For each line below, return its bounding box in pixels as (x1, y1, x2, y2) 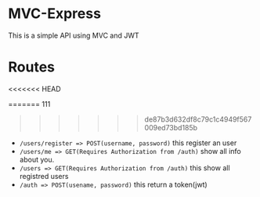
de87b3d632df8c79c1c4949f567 (144, 115, 252, 124)
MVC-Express (8, 5, 102, 23)
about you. (19, 155, 55, 164)
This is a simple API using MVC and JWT (8, 31, 139, 40)
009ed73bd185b (144, 122, 198, 132)
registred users (19, 171, 69, 181)
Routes (8, 58, 55, 76)
